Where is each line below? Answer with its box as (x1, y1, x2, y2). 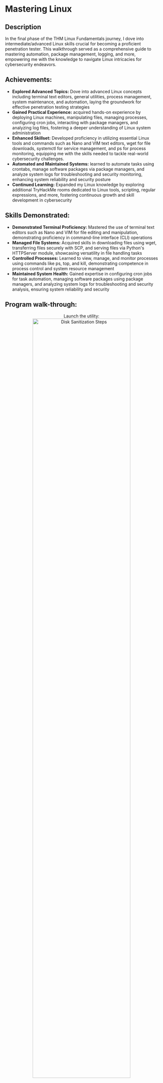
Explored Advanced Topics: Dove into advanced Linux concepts (12, 89, 142, 94)
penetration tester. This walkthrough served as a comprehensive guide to (5, 46, 151, 52)
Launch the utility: (64, 313, 99, 319)
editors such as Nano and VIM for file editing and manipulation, (12, 229, 138, 235)
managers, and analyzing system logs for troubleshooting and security (12, 281, 154, 287)
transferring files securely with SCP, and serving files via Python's (12, 245, 145, 251)
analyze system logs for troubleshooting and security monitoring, (12, 171, 143, 177)
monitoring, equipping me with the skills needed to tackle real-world (12, 150, 149, 156)
